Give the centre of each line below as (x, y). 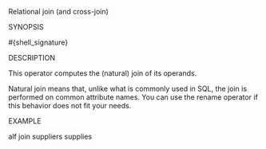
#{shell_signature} (38, 42)
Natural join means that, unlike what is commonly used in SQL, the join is (128, 88)
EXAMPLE (25, 121)
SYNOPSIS (26, 27)
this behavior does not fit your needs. (70, 106)
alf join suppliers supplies (50, 136)
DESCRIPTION (32, 58)
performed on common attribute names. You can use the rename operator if (133, 97)
